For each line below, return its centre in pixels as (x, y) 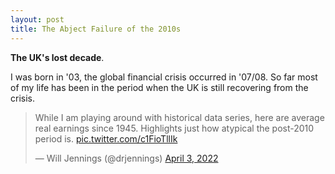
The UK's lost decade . (57, 57)
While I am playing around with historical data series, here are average (179, 117)
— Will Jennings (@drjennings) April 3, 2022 (126, 158)
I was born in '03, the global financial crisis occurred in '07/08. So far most (164, 77)
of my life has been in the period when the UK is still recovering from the (159, 87)
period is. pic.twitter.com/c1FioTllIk (106, 138)
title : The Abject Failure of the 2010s (96, 29)
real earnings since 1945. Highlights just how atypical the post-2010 (174, 128)
